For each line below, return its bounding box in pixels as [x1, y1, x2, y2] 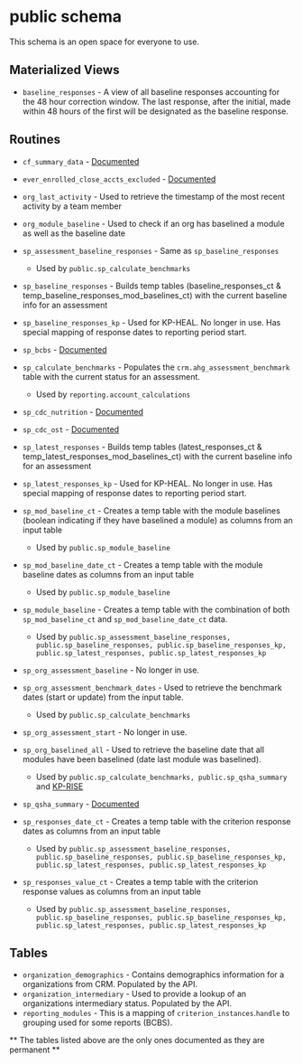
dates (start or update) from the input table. [22, 692, 185, 702]
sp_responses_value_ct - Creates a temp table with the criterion [22, 876, 259, 887]
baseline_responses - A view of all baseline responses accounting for [22, 86, 280, 97]
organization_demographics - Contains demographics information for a [22, 969, 285, 980]
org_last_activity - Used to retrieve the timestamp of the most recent [22, 191, 286, 202]
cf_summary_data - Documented [22, 155, 140, 166]
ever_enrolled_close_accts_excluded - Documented [22, 174, 216, 184]
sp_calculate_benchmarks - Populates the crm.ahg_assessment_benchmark [22, 362, 290, 372]
